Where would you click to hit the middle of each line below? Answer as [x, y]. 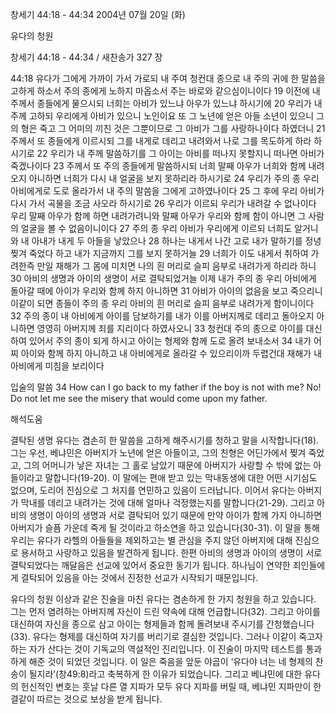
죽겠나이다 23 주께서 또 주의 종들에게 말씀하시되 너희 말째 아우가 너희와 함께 [158, 166]
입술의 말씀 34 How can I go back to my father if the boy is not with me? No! [166, 387]
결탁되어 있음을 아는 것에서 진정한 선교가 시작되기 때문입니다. [139, 577]
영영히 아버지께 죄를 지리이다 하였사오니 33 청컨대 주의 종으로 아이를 [170, 328]
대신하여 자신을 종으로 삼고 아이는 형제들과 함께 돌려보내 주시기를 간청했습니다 [162, 624]
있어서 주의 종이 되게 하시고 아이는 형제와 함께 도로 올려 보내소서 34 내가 [170, 341]
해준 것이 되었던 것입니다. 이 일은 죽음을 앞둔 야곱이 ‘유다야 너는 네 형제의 [170, 661]
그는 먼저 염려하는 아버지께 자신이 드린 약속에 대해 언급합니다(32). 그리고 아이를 [165, 611]
